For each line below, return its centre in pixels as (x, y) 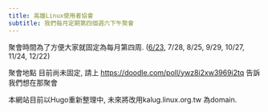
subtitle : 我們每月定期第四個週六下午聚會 (71, 23)
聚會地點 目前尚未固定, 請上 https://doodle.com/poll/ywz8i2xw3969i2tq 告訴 (134, 72)
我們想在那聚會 (33, 82)
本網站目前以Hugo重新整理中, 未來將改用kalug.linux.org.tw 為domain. (123, 99)
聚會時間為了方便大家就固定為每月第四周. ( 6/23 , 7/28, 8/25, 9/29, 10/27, (126, 47)
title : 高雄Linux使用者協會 (51, 16)
